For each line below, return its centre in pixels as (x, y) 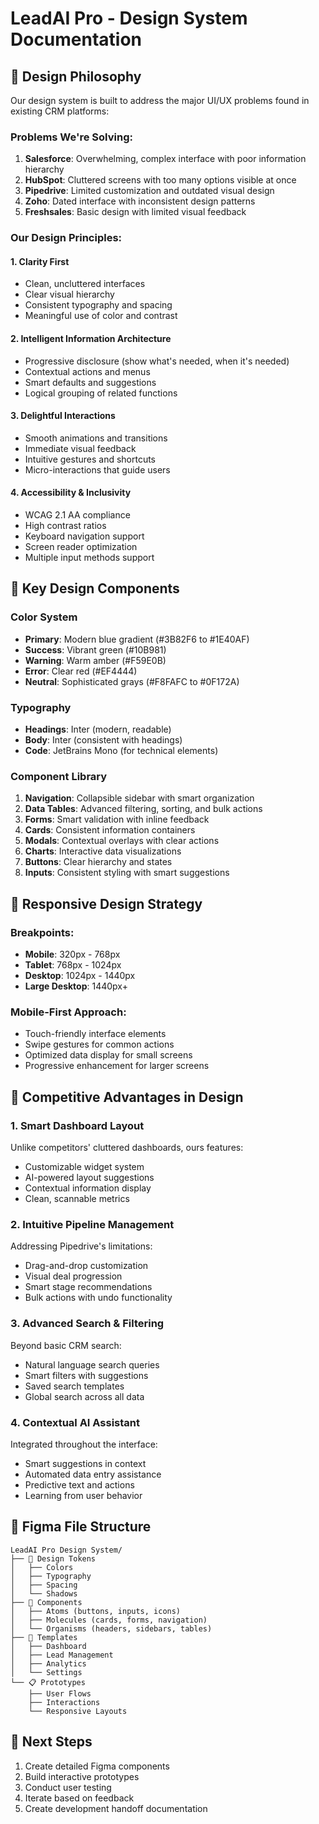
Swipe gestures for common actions (99, 1044)
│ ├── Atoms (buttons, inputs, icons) (96, 1611)
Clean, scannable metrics (77, 1198)
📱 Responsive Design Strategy (106, 903)
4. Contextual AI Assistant (75, 1422)
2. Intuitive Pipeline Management (92, 1224)
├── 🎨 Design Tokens (53, 1558)
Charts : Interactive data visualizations (103, 851)
